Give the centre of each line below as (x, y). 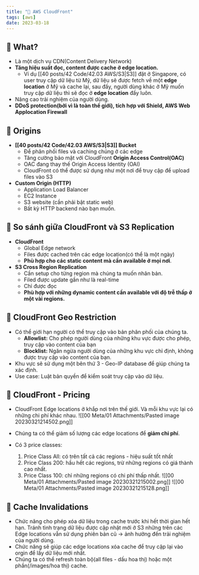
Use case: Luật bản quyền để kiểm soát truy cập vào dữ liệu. (89, 376)
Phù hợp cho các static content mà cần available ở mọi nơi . (97, 261)
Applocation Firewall (41, 112)
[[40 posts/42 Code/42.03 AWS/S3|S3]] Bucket (76, 145)
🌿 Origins (24, 131)
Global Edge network (49, 248)
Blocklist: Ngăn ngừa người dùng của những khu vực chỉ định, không (108, 351)
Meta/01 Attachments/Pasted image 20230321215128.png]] (97, 488)
